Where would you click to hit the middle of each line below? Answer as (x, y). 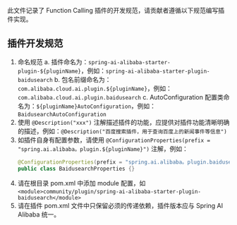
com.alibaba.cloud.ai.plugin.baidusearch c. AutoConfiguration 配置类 (120, 97)
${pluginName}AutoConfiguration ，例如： (96, 106)
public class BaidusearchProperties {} (76, 169)
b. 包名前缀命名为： (83, 79)
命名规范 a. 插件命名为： (53, 61)
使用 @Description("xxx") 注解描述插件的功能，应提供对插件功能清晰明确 (123, 122)
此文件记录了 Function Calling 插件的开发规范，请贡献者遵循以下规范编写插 (116, 10)
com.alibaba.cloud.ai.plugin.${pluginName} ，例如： (95, 88)
